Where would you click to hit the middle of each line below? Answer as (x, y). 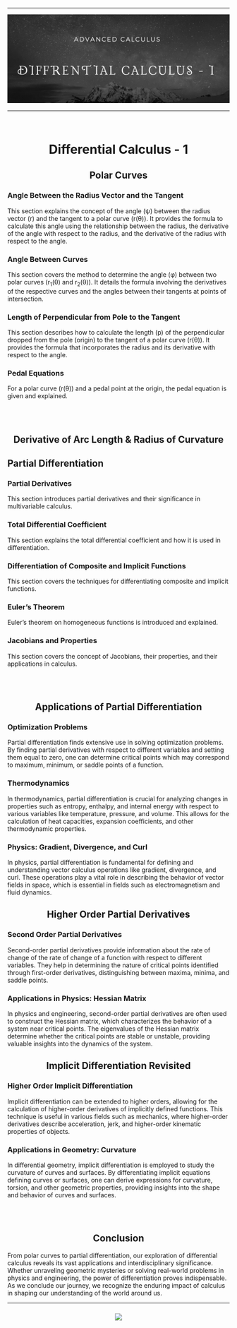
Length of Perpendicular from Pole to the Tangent (94, 317)
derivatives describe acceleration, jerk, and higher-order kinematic (104, 1124)
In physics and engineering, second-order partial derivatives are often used (117, 1013)
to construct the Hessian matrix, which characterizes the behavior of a (110, 1021)
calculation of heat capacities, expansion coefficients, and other (101, 821)
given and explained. (38, 396)
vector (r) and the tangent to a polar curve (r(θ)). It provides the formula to (115, 218)
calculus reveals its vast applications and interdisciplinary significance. (110, 1263)
